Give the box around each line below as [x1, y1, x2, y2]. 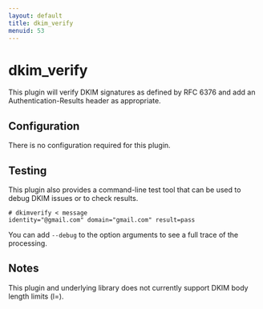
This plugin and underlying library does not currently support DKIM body [8, 283, 249, 292]
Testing [8, 163, 47, 177]
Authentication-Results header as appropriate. [8, 96, 162, 106]
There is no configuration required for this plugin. [8, 141, 171, 150]
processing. [8, 238, 48, 248]
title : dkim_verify [8, 19, 74, 27]
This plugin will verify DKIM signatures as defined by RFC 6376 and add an [8, 87, 256, 97]
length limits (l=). [8, 291, 64, 301]
